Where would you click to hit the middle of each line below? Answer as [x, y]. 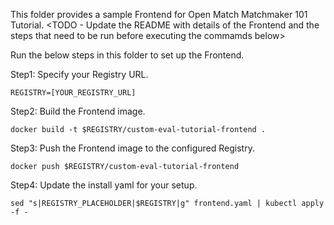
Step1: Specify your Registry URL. [79, 74]
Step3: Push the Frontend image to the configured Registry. [132, 148]
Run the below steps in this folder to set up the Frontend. [127, 55]
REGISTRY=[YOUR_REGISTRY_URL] [73, 93]
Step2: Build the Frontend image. [78, 111]
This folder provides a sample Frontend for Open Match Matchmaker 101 [159, 14]
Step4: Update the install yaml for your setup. [104, 185]
